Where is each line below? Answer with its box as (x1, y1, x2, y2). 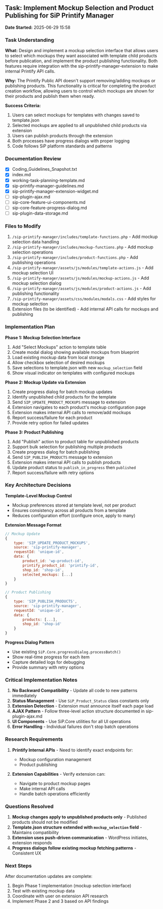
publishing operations (12, 260, 56, 266)
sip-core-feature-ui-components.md (12, 199, 86, 205)
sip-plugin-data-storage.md (12, 210, 68, 216)
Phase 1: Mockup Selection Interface (5, 334, 81, 340)
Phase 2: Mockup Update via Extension (5, 379, 86, 385)
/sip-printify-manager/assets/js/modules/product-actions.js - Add (12, 286, 152, 291)
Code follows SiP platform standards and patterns (12, 143, 112, 149)
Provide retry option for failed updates (12, 419, 89, 425)
